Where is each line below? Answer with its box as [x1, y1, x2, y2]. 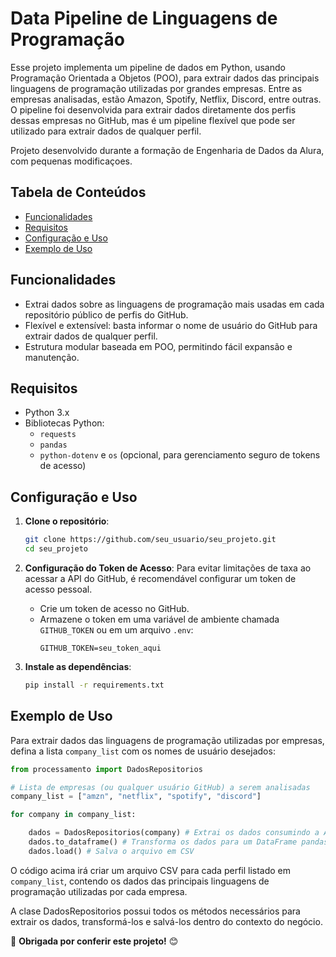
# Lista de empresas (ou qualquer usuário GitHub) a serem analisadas [10, 782, 311, 792]
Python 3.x [24, 407, 70, 419]
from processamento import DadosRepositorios [10, 764, 203, 774]
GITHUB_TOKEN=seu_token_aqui [39, 643, 162, 653]
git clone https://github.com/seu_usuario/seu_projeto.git [24, 535, 277, 545]
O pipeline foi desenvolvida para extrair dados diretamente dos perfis [10, 103, 297, 116]
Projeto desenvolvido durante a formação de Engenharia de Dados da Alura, [10, 144, 325, 156]
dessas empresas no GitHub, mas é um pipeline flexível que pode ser [10, 114, 296, 126]
